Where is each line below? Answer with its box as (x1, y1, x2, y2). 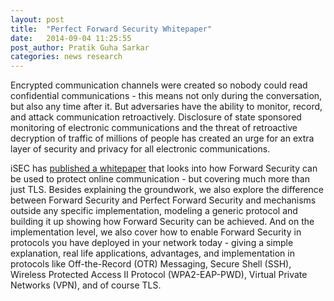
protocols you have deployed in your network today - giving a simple (10, 237, 294, 249)
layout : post (10, 14, 65, 25)
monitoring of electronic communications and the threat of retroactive (10, 122, 298, 134)
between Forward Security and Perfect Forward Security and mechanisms (10, 194, 317, 206)
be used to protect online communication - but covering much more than (10, 173, 310, 185)
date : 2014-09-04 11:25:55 (10, 33, 132, 43)
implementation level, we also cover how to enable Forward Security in (10, 226, 302, 238)
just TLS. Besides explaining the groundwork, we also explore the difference (10, 184, 325, 196)
